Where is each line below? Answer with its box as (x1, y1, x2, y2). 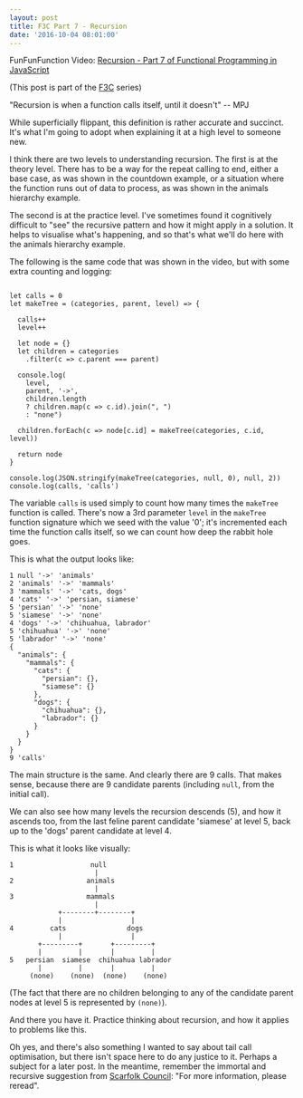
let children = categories (17, 347, 119, 356)
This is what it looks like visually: (9, 843, 131, 854)
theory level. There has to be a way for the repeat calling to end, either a (9, 164, 279, 175)
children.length (25, 395, 88, 404)
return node (17, 450, 63, 459)
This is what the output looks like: (9, 554, 134, 564)
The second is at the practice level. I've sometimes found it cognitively (9, 210, 272, 221)
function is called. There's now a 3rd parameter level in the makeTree (9, 507, 267, 518)
